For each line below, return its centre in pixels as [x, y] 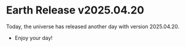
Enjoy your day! [34, 38]
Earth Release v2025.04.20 [75, 10]
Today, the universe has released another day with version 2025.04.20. [93, 26]
